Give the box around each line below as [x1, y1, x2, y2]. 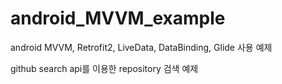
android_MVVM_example [10, 7, 226, 30]
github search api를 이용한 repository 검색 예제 [10, 62, 199, 74]
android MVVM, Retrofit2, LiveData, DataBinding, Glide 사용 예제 [10, 41, 273, 53]
